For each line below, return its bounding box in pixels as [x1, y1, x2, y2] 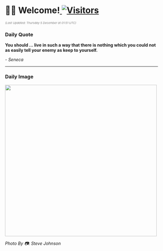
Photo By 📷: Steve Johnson [5, 240, 61, 246]
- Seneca [5, 57, 24, 63]
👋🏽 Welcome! [5, 5, 60, 16]
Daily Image [5, 73, 34, 80]
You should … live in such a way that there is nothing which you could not [5, 42, 156, 48]
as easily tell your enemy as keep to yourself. [5, 47, 98, 53]
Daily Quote [5, 31, 33, 38]
